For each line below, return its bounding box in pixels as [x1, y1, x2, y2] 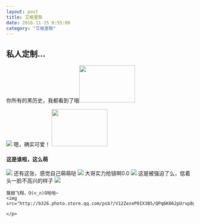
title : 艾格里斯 [6, 14, 43, 20]
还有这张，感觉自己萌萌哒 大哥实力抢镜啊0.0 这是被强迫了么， [13, 170, 180, 177]
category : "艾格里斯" [6, 25, 57, 32]
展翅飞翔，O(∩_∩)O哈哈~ [6, 190, 59, 196]
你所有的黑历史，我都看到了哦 [6, 97, 79, 104]
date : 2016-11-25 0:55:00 [6, 20, 70, 26]
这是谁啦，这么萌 [6, 155, 48, 162]
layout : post [6, 8, 39, 15]
